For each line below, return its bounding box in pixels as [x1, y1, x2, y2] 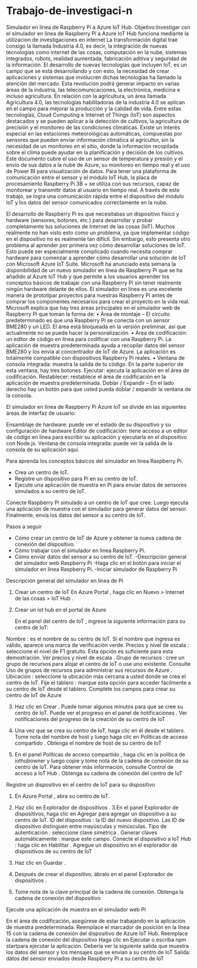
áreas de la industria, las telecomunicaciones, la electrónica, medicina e [6, 86, 181, 93]
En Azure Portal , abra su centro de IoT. [14, 792, 110, 799]
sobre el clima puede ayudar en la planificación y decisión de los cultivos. [6, 148, 185, 156]
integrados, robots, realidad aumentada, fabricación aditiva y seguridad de [6, 55, 187, 62]
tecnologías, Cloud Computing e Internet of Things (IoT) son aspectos [6, 111, 175, 118]
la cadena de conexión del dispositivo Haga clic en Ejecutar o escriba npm [6, 936, 186, 943]
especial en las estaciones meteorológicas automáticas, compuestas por [6, 130, 182, 137]
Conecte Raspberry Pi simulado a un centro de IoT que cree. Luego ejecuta [6, 499, 189, 506]
